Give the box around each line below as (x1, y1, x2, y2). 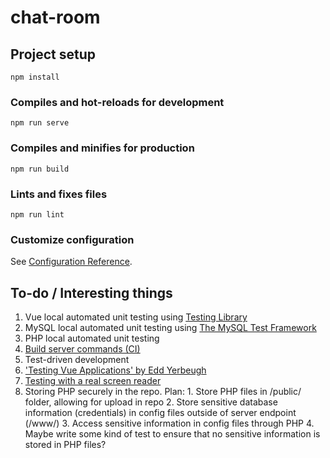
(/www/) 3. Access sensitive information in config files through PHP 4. (24, 417, 315, 429)
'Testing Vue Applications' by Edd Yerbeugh (24, 364, 207, 376)
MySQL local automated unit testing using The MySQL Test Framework (24, 322, 317, 333)
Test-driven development (24, 354, 130, 365)
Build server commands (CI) (24, 343, 141, 355)
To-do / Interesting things (10, 284, 173, 301)
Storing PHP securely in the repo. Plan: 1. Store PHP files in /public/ (24, 386, 302, 397)
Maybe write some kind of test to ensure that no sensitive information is (24, 428, 321, 440)
